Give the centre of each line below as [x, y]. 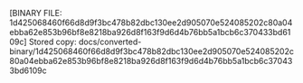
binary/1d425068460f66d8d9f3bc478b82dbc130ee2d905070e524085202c [151, 51]
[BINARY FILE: [36, 13]
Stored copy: [52, 41]
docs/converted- [110, 41]
